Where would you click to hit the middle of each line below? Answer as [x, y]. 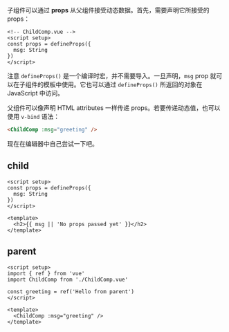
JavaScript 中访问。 [36, 93]
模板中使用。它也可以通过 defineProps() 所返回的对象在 [123, 84]
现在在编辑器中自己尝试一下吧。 [53, 143]
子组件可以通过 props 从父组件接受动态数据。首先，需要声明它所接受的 [108, 10]
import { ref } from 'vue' [46, 273]
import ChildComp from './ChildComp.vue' [68, 279]
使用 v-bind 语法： [34, 117]
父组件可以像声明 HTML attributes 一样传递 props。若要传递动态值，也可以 [114, 108]
